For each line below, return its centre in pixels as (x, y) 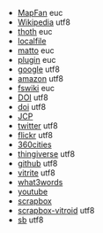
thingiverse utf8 (46, 154)
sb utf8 (30, 220)
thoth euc (35, 31)
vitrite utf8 (36, 173)
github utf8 (37, 163)
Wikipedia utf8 (44, 22)
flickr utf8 (35, 135)
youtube (33, 191)
